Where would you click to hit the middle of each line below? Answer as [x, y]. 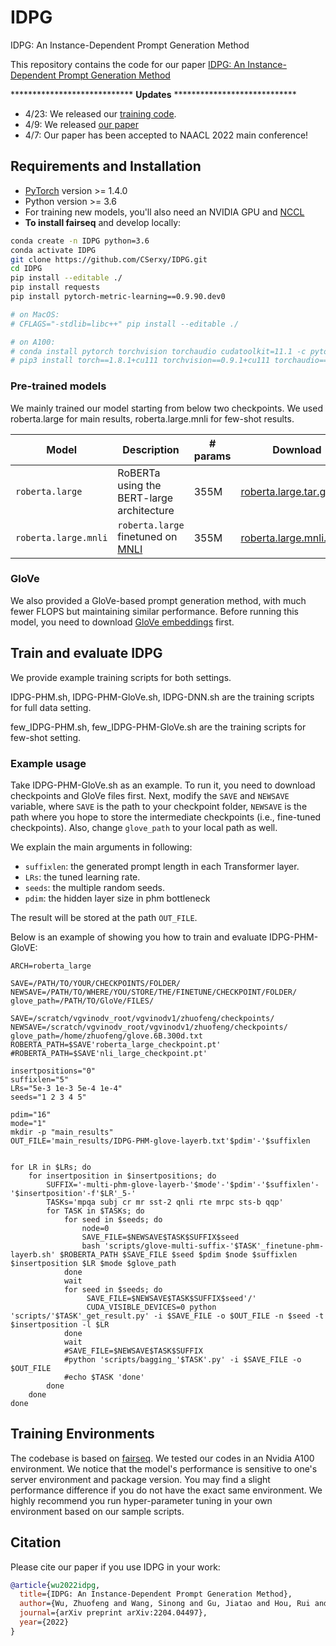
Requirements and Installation [106, 166]
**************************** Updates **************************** [153, 94]
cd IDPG [26, 269]
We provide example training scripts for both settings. [121, 677]
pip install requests [55, 287]
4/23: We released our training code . [100, 113]
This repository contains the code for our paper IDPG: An [128, 64]
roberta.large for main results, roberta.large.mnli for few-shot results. [152, 418]
